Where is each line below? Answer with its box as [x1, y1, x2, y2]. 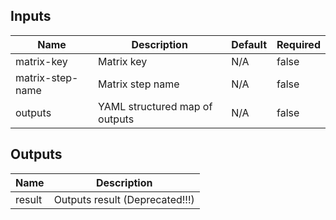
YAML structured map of [98, 99, 213, 113]
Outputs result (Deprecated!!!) [53, 192, 195, 206]
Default [231, 37, 268, 51]
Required [276, 37, 321, 51]
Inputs [10, 8, 52, 25]
